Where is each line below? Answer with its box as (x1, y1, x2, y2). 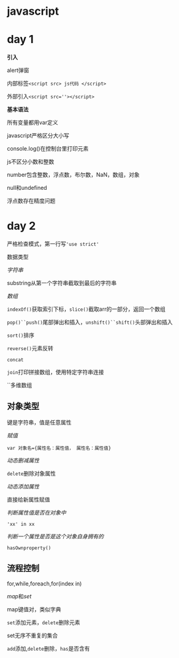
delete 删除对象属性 (7, 469, 56, 477)
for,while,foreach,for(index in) (7, 579, 82, 587)
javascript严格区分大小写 (7, 132, 70, 139)
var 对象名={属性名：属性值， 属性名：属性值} (7, 445, 112, 451)
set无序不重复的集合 (7, 632, 58, 639)
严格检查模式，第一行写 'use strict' (7, 240, 99, 248)
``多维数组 (7, 382, 32, 389)
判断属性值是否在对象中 (7, 509, 66, 516)
